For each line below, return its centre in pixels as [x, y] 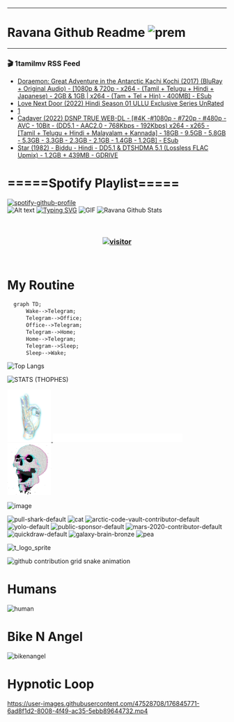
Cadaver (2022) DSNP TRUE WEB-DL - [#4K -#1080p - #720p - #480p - [122, 118]
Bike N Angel [45, 637]
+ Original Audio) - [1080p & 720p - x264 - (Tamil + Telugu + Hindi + [116, 89]
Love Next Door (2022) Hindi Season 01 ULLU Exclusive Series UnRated [120, 103]
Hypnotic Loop [51, 684]
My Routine [41, 285]
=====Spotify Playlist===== [93, 184]
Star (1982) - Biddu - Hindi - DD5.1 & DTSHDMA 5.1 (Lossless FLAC [113, 148]
